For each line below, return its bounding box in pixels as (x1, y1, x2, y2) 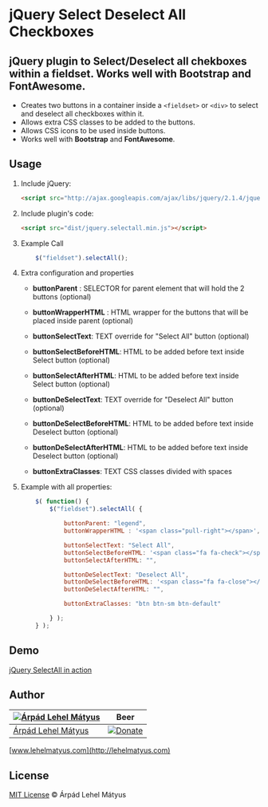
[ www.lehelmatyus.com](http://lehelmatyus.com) (9, 746, 171, 755)
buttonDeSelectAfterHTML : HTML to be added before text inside (32, 443, 249, 453)
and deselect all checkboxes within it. (20, 109, 144, 118)
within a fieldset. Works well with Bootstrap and (9, 66, 252, 81)
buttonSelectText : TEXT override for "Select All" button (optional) (32, 331, 250, 341)
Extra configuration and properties (20, 268, 134, 278)
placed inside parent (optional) (32, 316, 134, 326)
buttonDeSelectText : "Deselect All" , (63, 571, 190, 579)
